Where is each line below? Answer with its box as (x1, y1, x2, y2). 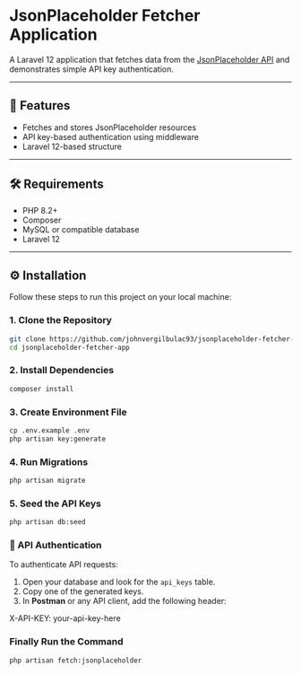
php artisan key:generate (9, 434, 106, 443)
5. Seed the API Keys (9, 497, 101, 510)
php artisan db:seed (9, 518, 87, 527)
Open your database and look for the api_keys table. (21, 576, 216, 588)
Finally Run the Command (9, 635, 124, 648)
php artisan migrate (9, 476, 87, 485)
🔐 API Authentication (9, 538, 102, 551)
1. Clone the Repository (9, 314, 112, 327)
